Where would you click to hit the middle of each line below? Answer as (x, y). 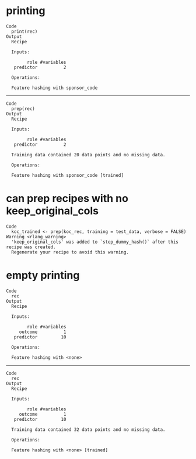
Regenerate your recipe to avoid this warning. (70, 252)
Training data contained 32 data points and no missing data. (88, 429)
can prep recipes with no (67, 199)
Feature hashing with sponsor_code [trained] (68, 175)
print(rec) (24, 31)
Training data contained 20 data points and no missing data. (88, 155)
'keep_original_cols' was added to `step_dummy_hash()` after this (95, 242)
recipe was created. (31, 247)
